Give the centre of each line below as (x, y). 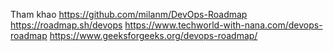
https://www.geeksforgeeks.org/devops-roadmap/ (153, 35)
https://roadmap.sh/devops (66, 25)
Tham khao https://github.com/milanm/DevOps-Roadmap (129, 14)
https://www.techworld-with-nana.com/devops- (223, 25)
